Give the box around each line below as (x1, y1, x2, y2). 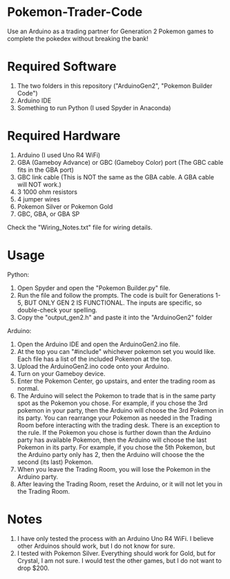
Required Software (7, 59, 117, 75)
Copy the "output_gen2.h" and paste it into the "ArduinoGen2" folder (17, 313, 213, 321)
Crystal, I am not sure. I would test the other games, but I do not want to (17, 556, 222, 564)
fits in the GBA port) (17, 166, 75, 174)
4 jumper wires (17, 195, 61, 203)
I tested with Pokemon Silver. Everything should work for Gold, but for (17, 549, 216, 558)
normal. (17, 384, 39, 392)
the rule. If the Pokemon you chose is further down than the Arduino (17, 428, 211, 436)
